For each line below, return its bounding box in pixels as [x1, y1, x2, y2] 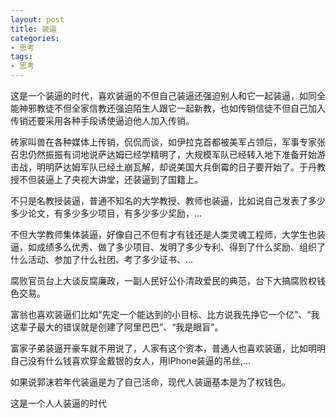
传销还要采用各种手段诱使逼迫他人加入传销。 [10, 115, 195, 126]
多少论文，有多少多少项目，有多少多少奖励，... [10, 207, 203, 219]
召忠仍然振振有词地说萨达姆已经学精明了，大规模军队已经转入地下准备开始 [10, 149, 317, 160]
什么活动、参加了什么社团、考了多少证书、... [10, 254, 194, 265]
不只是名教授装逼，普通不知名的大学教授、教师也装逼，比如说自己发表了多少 [10, 195, 326, 206]
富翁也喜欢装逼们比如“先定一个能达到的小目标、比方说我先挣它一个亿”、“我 [10, 309, 320, 320]
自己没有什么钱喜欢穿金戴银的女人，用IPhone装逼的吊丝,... [10, 355, 251, 366]
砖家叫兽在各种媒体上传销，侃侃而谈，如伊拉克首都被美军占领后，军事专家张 [10, 136, 326, 148]
